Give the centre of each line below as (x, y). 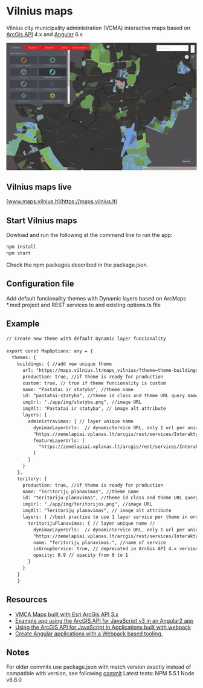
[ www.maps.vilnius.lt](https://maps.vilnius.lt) (62, 201)
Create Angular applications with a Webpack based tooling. (89, 634)
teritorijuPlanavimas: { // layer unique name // (92, 523)
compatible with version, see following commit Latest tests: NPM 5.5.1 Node (100, 673)
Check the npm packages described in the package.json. (77, 265)
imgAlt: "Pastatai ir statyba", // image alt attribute (94, 409)
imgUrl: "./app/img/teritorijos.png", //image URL (87, 504)
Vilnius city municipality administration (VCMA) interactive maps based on (98, 28)
